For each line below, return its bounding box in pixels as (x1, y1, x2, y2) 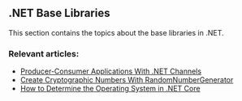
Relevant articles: (8, 48, 80, 59)
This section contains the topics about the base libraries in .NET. (8, 27, 225, 37)
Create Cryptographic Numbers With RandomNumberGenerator (19, 75, 234, 85)
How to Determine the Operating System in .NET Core (19, 84, 201, 94)
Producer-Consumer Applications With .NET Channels (19, 66, 201, 76)
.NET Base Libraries (8, 6, 110, 20)
